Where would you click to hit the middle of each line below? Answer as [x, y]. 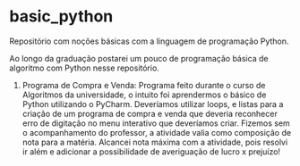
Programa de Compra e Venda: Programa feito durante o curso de [144, 85]
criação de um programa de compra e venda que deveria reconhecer [150, 113]
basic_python [61, 17]
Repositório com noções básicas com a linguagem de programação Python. [149, 41]
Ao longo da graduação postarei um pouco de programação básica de [139, 58]
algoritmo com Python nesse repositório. [84, 68]
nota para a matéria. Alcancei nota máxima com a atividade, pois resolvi [155, 142]
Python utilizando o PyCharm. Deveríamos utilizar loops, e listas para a [153, 104]
